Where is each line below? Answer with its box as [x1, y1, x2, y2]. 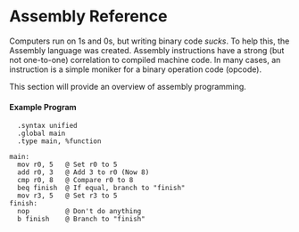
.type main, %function [17, 137, 102, 146]
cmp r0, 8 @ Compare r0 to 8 [17, 176, 134, 185]
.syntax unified [17, 122, 78, 131]
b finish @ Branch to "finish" [17, 215, 145, 224]
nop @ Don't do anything [17, 207, 142, 216]
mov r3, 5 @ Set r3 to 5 [17, 191, 118, 201]
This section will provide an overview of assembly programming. [9, 81, 247, 92]
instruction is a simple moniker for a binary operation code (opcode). [9, 64, 262, 75]
